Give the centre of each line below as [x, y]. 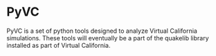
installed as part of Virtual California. [58, 45]
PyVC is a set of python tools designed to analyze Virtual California [102, 31]
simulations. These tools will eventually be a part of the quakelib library [108, 38]
